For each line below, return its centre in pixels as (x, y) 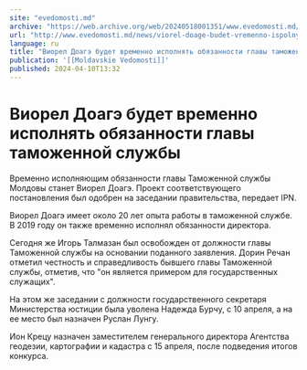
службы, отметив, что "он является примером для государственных (144, 271)
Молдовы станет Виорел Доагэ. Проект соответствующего (126, 187)
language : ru (34, 43)
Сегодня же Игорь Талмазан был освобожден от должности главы (140, 242)
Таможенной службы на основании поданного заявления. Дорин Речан (150, 252)
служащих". (32, 281)
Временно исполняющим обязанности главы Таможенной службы (140, 178)
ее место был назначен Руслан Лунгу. (84, 318)
